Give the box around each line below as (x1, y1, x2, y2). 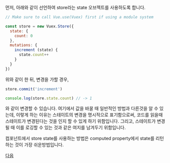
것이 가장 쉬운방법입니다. (14, 142, 64, 148)
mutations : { (10, 43, 38, 48)
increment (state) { (14, 47, 58, 52)
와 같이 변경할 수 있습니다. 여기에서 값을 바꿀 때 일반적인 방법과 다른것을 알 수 (5, 105, 159, 112)
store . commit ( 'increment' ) (5, 86, 63, 92)
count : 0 (14, 33, 33, 38)
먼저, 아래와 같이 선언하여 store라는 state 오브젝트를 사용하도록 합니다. (5, 5, 146, 10)
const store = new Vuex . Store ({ (5, 23, 74, 29)
